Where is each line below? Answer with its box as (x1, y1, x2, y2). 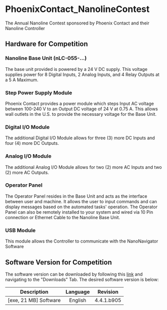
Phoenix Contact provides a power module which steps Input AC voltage (5, 100, 154, 106)
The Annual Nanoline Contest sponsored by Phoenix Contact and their (5, 20, 150, 26)
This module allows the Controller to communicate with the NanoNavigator (5, 238, 159, 244)
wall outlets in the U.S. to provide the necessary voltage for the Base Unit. (5, 111, 157, 117)
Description (19, 288, 49, 295)
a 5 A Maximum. (5, 76, 39, 83)
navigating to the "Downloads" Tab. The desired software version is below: (5, 276, 159, 283)
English (69, 297, 86, 304)
